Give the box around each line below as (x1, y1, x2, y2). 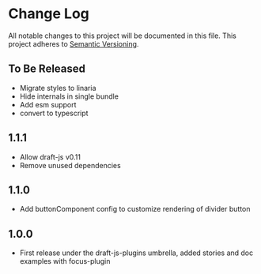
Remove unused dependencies (19, 160, 121, 170)
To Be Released (8, 62, 85, 76)
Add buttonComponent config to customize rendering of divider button (19, 205, 251, 214)
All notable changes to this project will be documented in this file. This (8, 31, 237, 40)
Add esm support (19, 99, 77, 109)
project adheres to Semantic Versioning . (8, 39, 139, 48)
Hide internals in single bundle (19, 92, 119, 101)
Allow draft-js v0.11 (19, 152, 81, 162)
